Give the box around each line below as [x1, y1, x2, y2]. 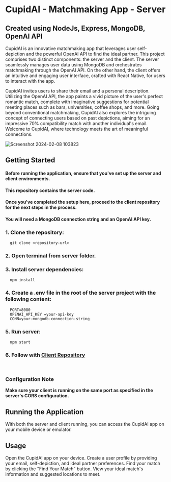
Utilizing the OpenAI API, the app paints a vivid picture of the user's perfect [5, 93, 163, 99]
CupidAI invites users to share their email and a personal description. [5, 88, 150, 94]
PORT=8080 [10, 307, 31, 312]
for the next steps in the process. [5, 204, 77, 210]
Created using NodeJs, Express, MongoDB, [5, 24, 146, 33]
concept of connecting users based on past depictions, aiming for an [5, 115, 150, 121]
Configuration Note [5, 376, 54, 383]
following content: [5, 296, 52, 303]
